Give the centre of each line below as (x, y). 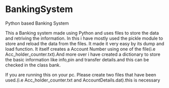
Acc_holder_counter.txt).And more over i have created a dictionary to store (83, 54)
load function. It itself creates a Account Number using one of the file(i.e (80, 49)
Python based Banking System (37, 23)
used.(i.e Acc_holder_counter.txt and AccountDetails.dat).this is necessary (83, 80)
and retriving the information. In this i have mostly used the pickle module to (84, 38)
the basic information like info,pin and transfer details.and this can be (77, 59)
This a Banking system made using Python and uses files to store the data (82, 33)
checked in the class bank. (33, 65)
